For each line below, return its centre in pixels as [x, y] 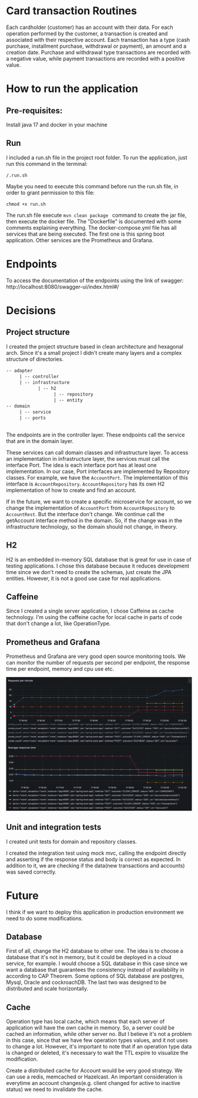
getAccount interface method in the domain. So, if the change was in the [94, 520]
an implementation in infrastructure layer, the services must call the [88, 458]
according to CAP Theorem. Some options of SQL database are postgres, [95, 976]
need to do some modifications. [45, 918]
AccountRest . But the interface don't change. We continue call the [85, 514]
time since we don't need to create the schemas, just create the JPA [89, 572]
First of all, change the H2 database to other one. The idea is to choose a [95, 951]
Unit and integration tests [54, 827]
